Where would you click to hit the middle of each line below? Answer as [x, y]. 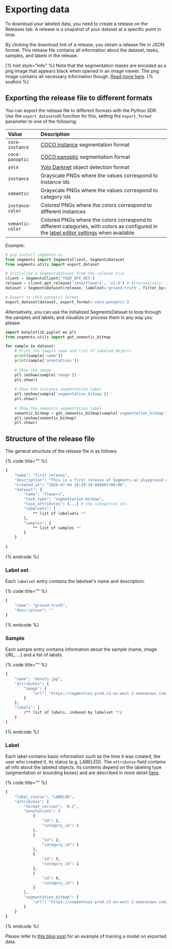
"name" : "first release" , [42, 475]
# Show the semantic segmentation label [58, 408]
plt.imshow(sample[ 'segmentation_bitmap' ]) [62, 394]
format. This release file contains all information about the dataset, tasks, [82, 50]
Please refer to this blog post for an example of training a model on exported [86, 936]
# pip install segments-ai [34, 255]
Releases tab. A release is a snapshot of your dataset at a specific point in [83, 29]
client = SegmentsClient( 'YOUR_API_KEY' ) [50, 279]
